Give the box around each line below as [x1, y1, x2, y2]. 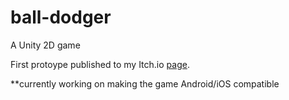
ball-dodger [10, 6, 112, 29]
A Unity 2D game [10, 39, 81, 51]
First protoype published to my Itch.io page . [10, 58, 190, 70]
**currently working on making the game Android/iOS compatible [10, 77, 280, 90]
